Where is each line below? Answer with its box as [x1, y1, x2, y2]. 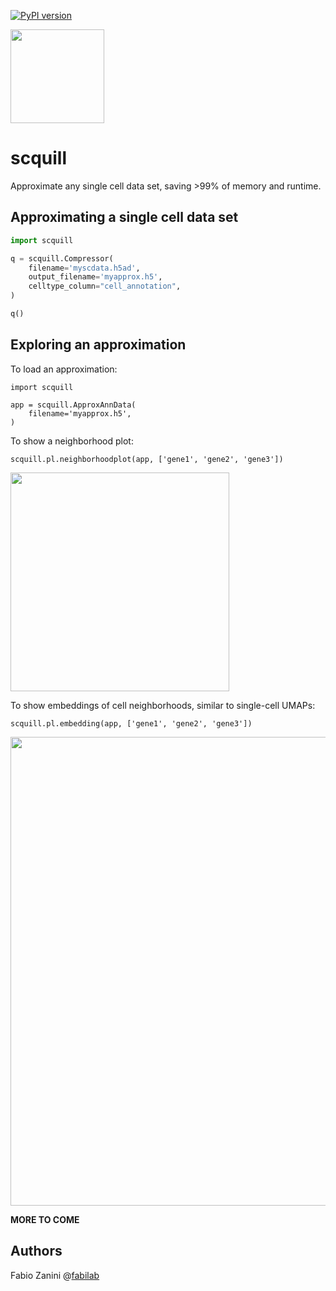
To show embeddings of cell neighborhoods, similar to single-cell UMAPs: [10, 699, 316, 711]
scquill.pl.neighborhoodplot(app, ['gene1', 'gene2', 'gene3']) [10, 454, 284, 464]
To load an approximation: [10, 363, 118, 375]
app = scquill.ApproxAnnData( [10, 400, 137, 410]
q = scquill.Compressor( [10, 253, 114, 264]
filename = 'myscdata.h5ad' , [28, 263, 141, 273]
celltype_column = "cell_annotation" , [28, 281, 182, 292]
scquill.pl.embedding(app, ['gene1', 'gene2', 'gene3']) [10, 718, 253, 729]
